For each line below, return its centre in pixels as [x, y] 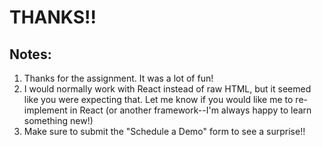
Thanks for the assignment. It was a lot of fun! [118, 78]
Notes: [30, 54]
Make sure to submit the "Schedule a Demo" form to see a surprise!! [164, 131]
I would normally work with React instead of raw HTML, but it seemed [167, 89]
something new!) [58, 120]
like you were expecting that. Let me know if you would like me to [158, 99]
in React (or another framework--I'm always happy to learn [190, 110]
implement [45, 110]
